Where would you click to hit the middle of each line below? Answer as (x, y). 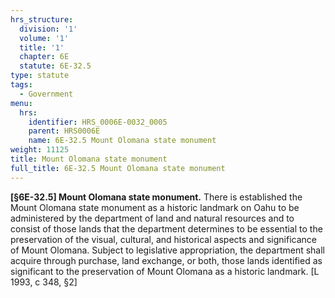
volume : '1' (44, 38)
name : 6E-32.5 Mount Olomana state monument (122, 141)
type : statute (40, 76)
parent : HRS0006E (64, 131)
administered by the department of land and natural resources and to (152, 218)
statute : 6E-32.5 (55, 66)
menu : (21, 103)
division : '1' (48, 29)
